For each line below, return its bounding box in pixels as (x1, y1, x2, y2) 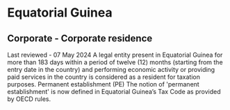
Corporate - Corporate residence (7, 33, 153, 44)
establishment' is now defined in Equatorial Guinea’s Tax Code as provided (7, 88, 221, 95)
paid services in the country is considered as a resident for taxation (7, 73, 200, 81)
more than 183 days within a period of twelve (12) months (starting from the (7, 58, 224, 66)
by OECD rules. (7, 95, 51, 103)
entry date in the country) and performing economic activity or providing (7, 66, 215, 73)
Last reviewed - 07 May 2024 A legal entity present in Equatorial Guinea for (7, 51, 223, 59)
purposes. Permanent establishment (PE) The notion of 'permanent (7, 80, 199, 88)
